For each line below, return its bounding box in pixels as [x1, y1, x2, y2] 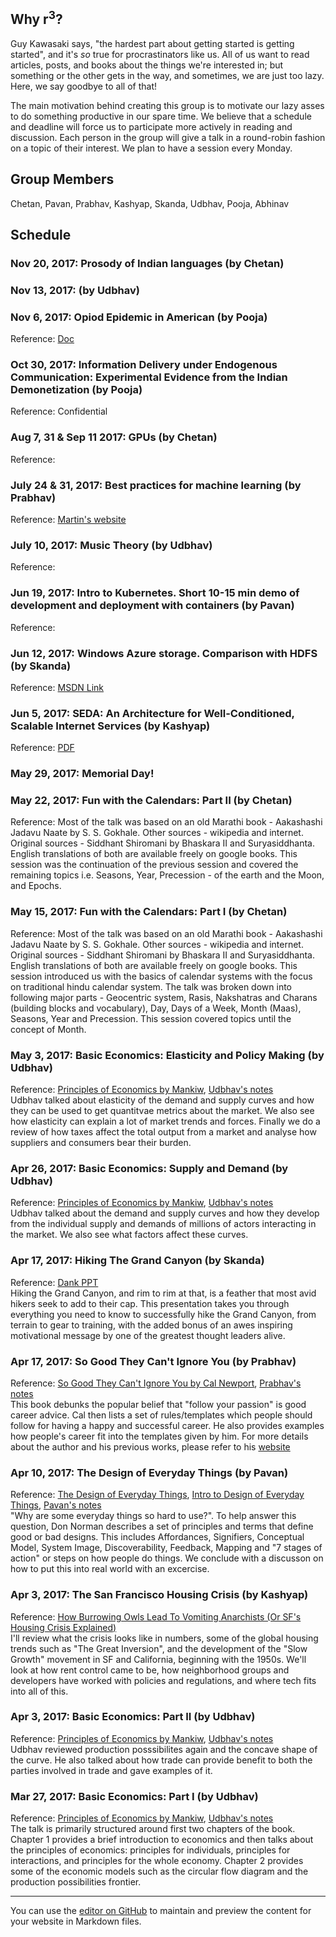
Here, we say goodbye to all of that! [10, 80, 158, 92]
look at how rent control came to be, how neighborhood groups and [10, 1664, 290, 1676]
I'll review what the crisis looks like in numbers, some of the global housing [10, 1632, 319, 1644]
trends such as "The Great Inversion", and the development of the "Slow [10, 1642, 308, 1654]
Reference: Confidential [10, 405, 108, 418]
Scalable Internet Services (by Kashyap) [10, 719, 211, 733]
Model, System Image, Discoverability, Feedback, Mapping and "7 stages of [10, 1542, 323, 1554]
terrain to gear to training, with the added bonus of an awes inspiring [10, 1319, 293, 1331]
